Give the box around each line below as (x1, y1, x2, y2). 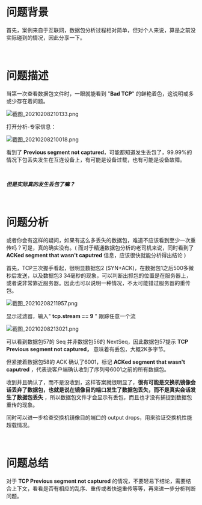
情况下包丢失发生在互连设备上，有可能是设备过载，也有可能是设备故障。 (6, 156, 185, 163)
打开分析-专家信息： (6, 123, 57, 130)
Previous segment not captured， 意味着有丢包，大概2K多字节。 (6, 345, 169, 352)
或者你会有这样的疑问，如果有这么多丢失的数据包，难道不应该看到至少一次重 (6, 236, 196, 243)
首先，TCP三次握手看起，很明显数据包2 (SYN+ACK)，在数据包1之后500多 (6, 264, 189, 271)
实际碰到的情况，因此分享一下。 (6, 34, 85, 41)
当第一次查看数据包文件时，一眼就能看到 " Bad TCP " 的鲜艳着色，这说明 (6, 90, 183, 97)
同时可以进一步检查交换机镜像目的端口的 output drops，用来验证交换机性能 (6, 414, 192, 421)
